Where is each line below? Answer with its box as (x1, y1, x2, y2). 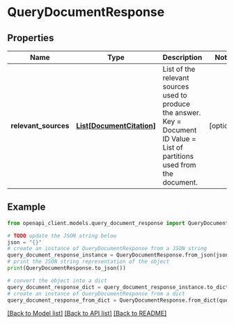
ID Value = (162, 134, 196, 144)
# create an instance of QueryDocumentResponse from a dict (7, 290, 186, 297)
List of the (162, 64, 196, 74)
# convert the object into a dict (7, 277, 108, 284)
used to (162, 91, 187, 100)
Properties (7, 32, 54, 44)
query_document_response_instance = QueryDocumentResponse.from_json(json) (7, 252, 232, 259)
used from (162, 160, 196, 169)
